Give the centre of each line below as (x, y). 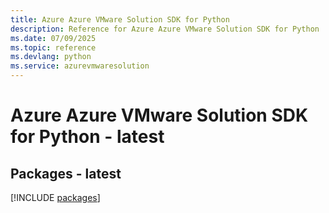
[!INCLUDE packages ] (55, 197)
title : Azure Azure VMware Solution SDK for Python (120, 19)
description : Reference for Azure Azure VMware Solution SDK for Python (165, 29)
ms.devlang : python (51, 57)
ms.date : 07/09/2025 (53, 38)
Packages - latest (66, 173)
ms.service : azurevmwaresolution (80, 66)
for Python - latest (87, 137)
